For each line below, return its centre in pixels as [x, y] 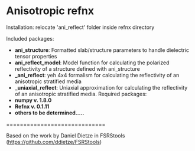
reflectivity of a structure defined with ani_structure [77, 68]
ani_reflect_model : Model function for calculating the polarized [92, 63]
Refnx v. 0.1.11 [32, 106]
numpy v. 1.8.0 [33, 100]
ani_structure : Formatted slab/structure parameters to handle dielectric [102, 50]
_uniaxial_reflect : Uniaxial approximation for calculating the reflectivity [101, 87]
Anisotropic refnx [50, 11]
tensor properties [36, 56]
